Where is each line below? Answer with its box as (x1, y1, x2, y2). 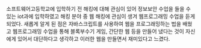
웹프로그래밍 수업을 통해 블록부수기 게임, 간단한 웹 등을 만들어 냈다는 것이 (12, 28, 185, 35)
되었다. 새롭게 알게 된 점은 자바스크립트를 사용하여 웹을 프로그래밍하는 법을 (6, 20, 182, 27)
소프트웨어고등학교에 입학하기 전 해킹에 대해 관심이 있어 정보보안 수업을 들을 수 (6, 5, 191, 12)
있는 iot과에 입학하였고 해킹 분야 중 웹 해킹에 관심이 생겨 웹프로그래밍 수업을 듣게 (6, 13, 196, 20)
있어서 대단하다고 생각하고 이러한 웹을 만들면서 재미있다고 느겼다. (17, 35, 170, 42)
